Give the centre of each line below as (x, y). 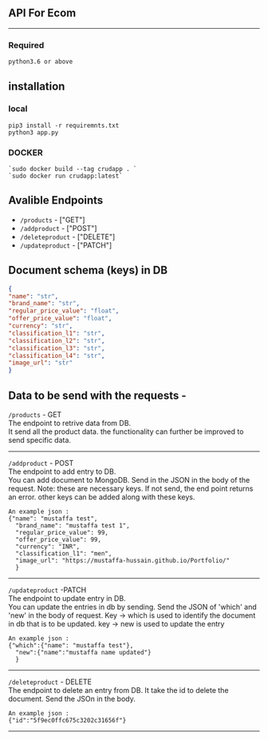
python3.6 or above (41, 62)
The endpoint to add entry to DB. (62, 471)
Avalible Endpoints (56, 200)
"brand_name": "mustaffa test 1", (73, 526)
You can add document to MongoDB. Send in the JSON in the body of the (129, 480)
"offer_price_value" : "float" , (60, 319)
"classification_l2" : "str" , (57, 340)
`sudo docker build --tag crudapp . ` (73, 169)
